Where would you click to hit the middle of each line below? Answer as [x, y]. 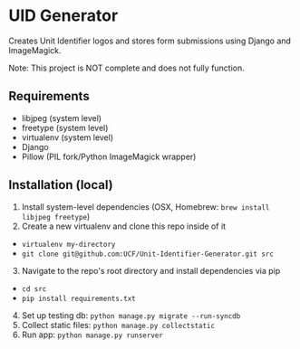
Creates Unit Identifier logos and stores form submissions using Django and [150, 41]
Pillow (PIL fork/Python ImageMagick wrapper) [109, 156]
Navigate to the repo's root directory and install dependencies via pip [151, 270]
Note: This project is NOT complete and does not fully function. [127, 68]
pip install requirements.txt [79, 298]
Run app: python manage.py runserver [92, 335]
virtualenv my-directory [68, 244]
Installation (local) [61, 185]
